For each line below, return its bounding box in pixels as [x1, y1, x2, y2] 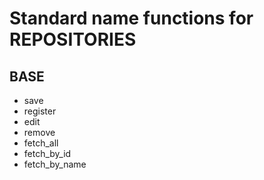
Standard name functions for [9, 7, 254, 30]
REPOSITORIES [9, 28, 137, 51]
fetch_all [23, 137, 59, 149]
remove [23, 127, 56, 138]
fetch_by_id [23, 148, 72, 159]
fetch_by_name [23, 158, 87, 170]
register [23, 105, 57, 117]
